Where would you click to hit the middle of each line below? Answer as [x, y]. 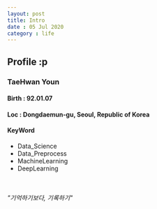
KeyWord [21, 130]
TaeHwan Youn [33, 81]
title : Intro [26, 20]
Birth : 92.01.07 [30, 98]
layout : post [26, 14]
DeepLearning [38, 168]
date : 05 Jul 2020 [36, 27]
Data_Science [37, 146]
